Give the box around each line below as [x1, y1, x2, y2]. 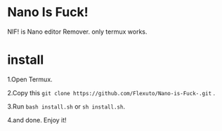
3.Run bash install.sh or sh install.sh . [7, 102, 125, 111]
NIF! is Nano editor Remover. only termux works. [7, 27, 148, 36]
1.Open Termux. [7, 75, 53, 83]
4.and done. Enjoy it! [7, 116, 67, 124]
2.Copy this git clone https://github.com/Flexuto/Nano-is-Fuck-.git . [7, 88, 216, 97]
